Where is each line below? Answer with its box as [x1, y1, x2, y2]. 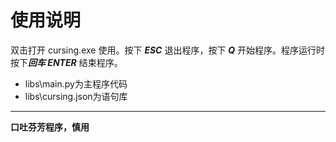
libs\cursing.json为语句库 [24, 90, 128, 102]
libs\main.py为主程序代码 [24, 77, 128, 90]
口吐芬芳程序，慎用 [10, 121, 90, 133]
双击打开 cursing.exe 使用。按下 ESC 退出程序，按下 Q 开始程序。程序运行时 [10, 44, 326, 56]
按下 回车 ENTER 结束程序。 [10, 56, 123, 68]
